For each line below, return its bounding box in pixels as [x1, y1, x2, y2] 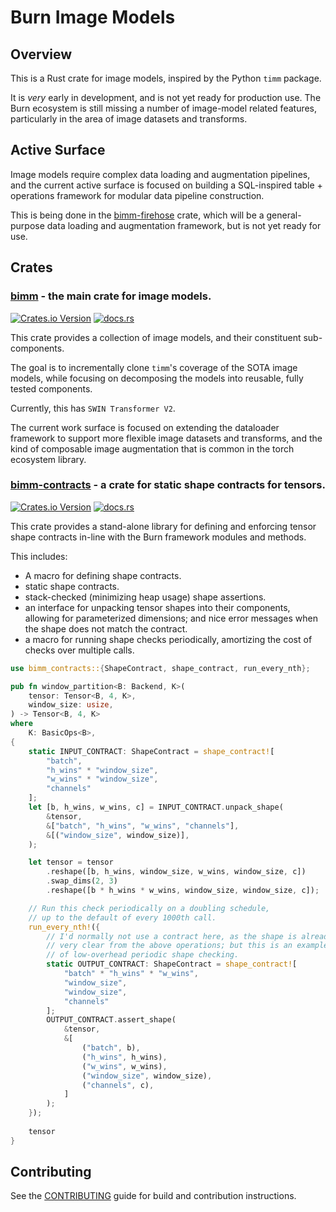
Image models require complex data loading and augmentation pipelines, [10, 168, 311, 180]
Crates [10, 259, 53, 276]
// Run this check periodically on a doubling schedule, [28, 903, 271, 913]
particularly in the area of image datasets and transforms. [10, 113, 248, 125]
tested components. [10, 382, 93, 395]
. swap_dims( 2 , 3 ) [46, 876, 118, 886]
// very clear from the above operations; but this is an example [46, 941, 329, 951]
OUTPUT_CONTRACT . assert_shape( [46, 1015, 177, 1025]
